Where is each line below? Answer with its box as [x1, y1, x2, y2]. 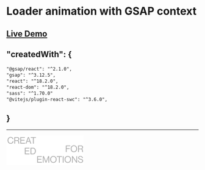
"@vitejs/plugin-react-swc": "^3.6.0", [6, 96, 108, 103]
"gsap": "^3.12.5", [6, 72, 56, 79]
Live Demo [6, 29, 48, 39]
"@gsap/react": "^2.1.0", [6, 66, 72, 73]
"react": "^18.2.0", [6, 78, 59, 85]
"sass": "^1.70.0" [6, 90, 53, 97]
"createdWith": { [6, 49, 72, 59]
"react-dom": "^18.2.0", [6, 84, 70, 91]
